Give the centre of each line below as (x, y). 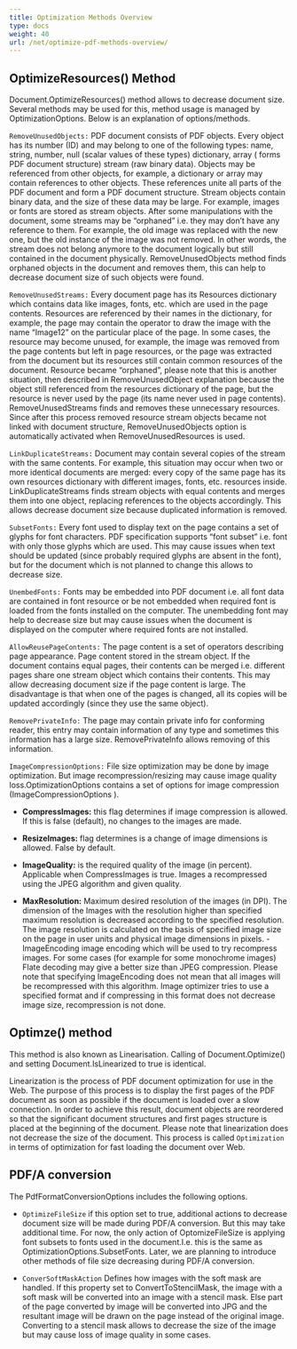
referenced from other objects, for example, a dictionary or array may (136, 173)
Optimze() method (61, 1033)
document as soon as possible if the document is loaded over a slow (134, 1099)
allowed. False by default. (69, 848)
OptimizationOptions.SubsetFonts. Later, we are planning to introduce (149, 1251)
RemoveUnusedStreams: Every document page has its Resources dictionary (143, 295)
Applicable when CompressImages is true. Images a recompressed (145, 874)
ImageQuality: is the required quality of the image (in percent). (137, 865)
